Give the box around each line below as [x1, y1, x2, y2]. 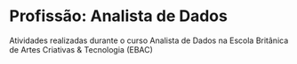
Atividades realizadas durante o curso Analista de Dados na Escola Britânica [9, 35, 289, 46]
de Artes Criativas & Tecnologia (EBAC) [9, 44, 154, 54]
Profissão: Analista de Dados [9, 6, 229, 26]
